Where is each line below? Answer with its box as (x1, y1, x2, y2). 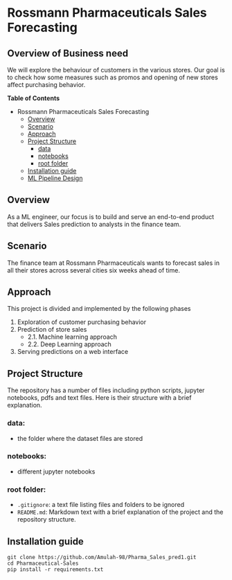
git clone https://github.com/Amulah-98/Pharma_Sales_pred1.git (7, 554, 197, 561)
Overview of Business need (7, 47, 129, 59)
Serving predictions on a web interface (17, 348, 129, 356)
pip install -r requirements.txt (7, 565, 104, 573)
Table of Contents (7, 94, 60, 102)
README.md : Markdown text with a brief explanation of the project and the (17, 508, 224, 516)
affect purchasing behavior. (7, 81, 86, 88)
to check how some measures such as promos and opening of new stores (7, 73, 218, 81)
